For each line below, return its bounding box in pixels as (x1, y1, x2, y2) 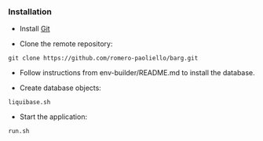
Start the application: (19, 112, 88, 121)
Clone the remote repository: (19, 39, 113, 49)
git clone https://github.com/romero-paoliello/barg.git (8, 54, 199, 63)
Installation (8, 6, 53, 17)
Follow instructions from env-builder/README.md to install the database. (19, 68, 255, 78)
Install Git (19, 24, 50, 34)
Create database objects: (19, 83, 102, 92)
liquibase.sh (8, 99, 51, 107)
